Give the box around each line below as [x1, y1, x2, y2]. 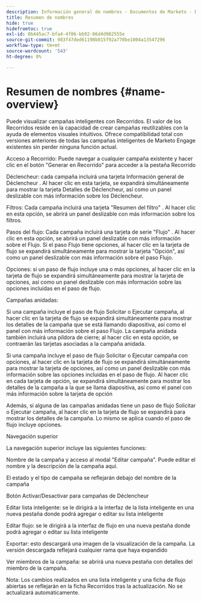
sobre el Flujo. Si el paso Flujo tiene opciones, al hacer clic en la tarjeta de [6, 241, 190, 248]
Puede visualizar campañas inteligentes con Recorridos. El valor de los [6, 117, 182, 125]
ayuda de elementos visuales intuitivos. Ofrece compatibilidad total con [6, 130, 183, 137]
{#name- [120, 85, 165, 98]
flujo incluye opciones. [6, 421, 63, 428]
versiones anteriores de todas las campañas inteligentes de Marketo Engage [6, 137, 196, 144]
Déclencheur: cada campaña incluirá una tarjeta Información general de [6, 173, 185, 180]
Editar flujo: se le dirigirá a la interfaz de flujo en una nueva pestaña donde [6, 522, 191, 529]
